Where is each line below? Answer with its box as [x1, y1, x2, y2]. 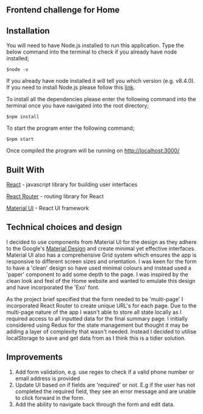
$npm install [6, 114, 40, 120]
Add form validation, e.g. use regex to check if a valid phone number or [15, 368, 194, 376]
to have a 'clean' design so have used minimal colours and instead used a [6, 264, 191, 271]
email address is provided [15, 374, 80, 382]
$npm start [6, 137, 34, 143]
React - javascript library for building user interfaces [6, 181, 138, 188]
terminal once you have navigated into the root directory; [6, 102, 149, 109]
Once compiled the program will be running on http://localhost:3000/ [6, 147, 180, 154]
